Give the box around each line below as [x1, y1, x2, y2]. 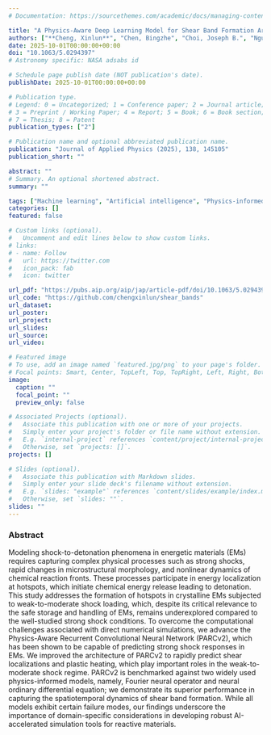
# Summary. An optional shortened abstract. [8, 174, 161, 183]
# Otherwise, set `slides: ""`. [8, 495, 125, 503]
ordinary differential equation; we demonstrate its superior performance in [8, 685, 256, 695]
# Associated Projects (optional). [8, 413, 128, 421]
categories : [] [8, 204, 60, 212]
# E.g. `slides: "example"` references [8, 488, 150, 496]
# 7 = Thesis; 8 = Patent [8, 115, 95, 124]
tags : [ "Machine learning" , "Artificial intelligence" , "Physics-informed [8, 197, 265, 205]
